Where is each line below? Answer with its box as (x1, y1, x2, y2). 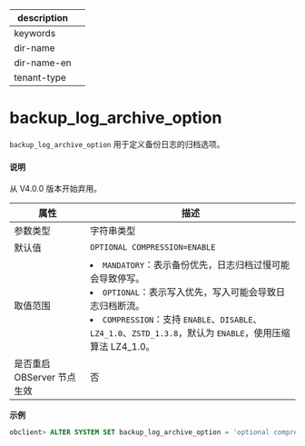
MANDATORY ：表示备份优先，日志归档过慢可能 (102, 259, 290, 272)
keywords (14, 27, 56, 39)
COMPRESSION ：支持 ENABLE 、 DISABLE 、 (102, 313, 262, 326)
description (17, 12, 68, 24)
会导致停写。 (89, 273, 145, 285)
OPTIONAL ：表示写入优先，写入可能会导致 (102, 286, 277, 299)
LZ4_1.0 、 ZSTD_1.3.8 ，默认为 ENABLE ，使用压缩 (89, 327, 290, 340)
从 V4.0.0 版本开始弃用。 (9, 183, 103, 194)
